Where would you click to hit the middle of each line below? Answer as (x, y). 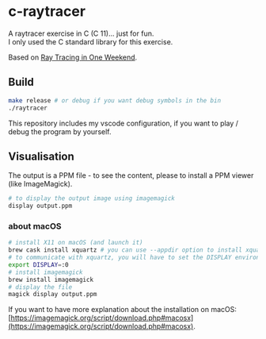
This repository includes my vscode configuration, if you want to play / (123, 123)
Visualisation (42, 156)
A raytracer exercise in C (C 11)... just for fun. (81, 33)
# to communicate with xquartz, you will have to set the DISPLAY (120, 258)
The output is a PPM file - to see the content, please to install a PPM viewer (131, 175)
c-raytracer (47, 12)
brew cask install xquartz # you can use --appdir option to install (125, 250)
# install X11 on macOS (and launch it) (76, 243)
